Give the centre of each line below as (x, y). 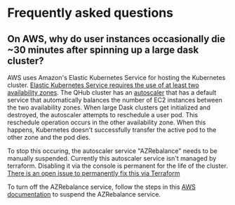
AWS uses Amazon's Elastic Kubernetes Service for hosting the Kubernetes (116, 78)
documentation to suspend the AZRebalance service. (84, 194)
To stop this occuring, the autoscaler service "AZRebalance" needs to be (112, 151)
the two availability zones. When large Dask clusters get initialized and (109, 107)
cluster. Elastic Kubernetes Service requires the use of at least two (103, 85)
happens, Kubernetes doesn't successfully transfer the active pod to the (112, 130)
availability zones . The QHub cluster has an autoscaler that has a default (112, 92)
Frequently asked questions (90, 13)
